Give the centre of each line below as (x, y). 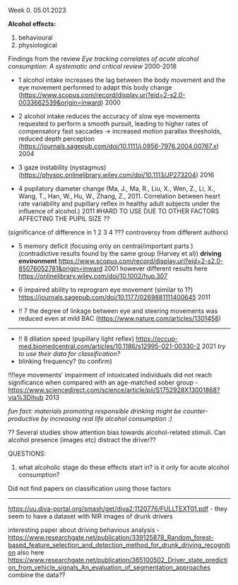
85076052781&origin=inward (60, 268)
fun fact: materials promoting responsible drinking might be (95, 411)
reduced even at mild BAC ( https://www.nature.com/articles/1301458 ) (120, 318)
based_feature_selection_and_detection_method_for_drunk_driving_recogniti (119, 545)
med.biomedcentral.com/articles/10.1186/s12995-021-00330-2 (109, 346)
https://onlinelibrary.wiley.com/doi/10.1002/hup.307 (93, 276)
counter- (196, 411)
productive (24, 419)
